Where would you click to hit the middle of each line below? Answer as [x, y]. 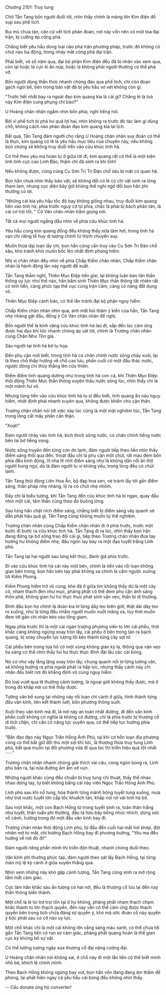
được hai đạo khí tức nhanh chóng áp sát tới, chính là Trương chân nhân [78, 331]
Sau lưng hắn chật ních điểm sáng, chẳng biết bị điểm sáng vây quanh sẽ [80, 511]
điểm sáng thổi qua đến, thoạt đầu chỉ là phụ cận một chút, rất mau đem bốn [83, 455]
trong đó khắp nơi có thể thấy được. [42, 687]
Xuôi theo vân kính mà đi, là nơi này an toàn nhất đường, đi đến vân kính [79, 712]
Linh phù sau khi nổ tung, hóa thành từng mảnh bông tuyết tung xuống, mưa [83, 792]
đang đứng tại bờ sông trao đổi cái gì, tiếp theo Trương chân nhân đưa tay [81, 536]
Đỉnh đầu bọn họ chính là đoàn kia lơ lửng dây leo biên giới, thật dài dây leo [82, 606]
